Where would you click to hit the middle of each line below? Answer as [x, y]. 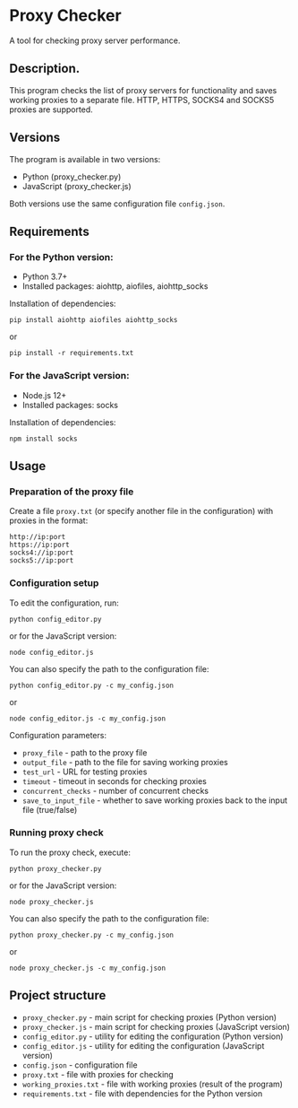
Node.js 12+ [44, 395]
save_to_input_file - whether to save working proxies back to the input [155, 800]
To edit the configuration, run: [64, 603]
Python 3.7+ [45, 277]
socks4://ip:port [42, 553]
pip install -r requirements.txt [72, 353]
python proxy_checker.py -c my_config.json [92, 935]
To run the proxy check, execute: [70, 852]
